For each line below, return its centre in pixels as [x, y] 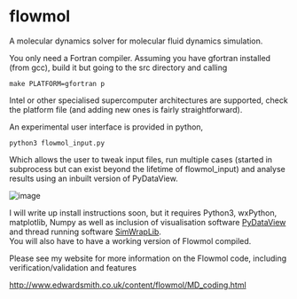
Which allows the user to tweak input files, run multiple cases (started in [141, 159]
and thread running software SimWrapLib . [86, 232]
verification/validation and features [73, 267]
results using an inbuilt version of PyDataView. [94, 178]
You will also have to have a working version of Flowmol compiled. [130, 240]
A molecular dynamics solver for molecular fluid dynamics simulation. [136, 41]
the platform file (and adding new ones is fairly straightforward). [126, 109]
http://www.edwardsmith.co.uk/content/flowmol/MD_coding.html [128, 285]
